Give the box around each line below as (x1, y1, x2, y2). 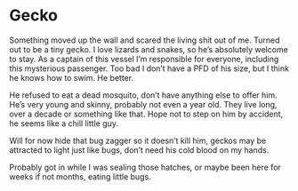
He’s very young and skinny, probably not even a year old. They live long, (9, 99, 278, 109)
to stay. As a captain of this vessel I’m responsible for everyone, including (9, 53, 279, 64)
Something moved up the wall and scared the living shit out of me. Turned (9, 35, 280, 45)
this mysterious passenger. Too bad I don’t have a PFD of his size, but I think (9, 63, 289, 74)
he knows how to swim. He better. (9, 72, 134, 83)
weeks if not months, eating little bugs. (9, 171, 151, 182)
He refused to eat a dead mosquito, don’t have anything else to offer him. (9, 90, 278, 100)
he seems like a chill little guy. (9, 117, 118, 129)
